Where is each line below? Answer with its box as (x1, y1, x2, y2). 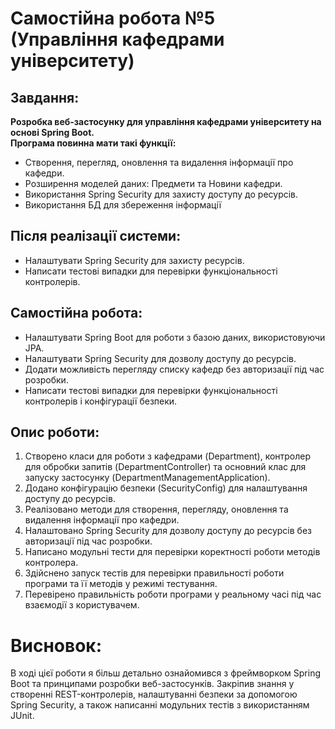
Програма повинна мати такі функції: (10, 137, 177, 149)
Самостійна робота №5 (10, 7, 216, 30)
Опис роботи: (10, 424, 100, 441)
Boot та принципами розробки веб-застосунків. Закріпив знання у (10, 678, 295, 690)
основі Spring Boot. (10, 127, 95, 138)
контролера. (24, 557, 79, 569)
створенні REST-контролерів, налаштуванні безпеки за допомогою (10, 688, 298, 701)
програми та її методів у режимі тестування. (24, 578, 218, 590)
